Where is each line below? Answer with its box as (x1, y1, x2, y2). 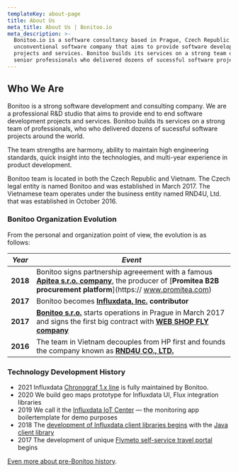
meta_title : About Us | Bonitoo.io (7, 23, 113, 30)
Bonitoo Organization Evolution (7, 214, 117, 224)
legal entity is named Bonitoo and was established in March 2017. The (7, 181, 210, 190)
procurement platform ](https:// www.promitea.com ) (36, 284, 212, 294)
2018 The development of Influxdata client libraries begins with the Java (17, 421, 229, 429)
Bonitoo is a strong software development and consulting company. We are (7, 101, 227, 110)
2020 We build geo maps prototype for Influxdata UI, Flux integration (17, 390, 219, 399)
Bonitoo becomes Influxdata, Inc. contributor (36, 296, 189, 305)
